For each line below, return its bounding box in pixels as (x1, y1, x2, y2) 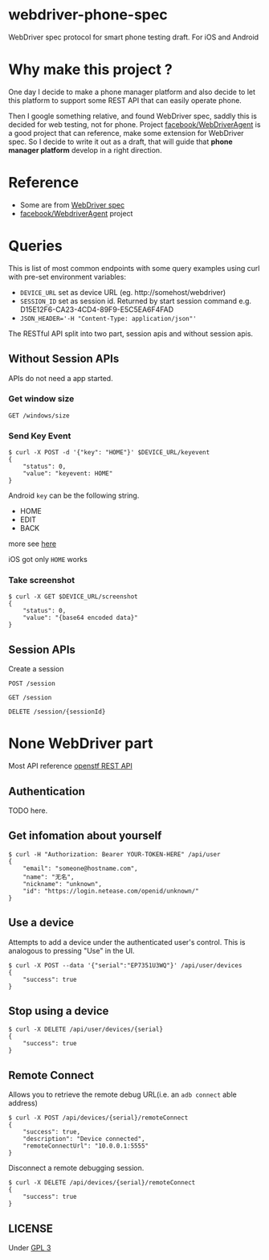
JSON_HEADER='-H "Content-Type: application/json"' (19, 314, 197, 322)
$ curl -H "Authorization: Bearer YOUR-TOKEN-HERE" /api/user (8, 850, 221, 858)
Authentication (8, 784, 86, 798)
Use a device (8, 916, 75, 930)
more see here (8, 539, 57, 548)
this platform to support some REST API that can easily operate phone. (8, 95, 243, 105)
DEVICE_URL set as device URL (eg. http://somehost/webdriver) (19, 287, 226, 297)
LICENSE (8, 1221, 54, 1235)
